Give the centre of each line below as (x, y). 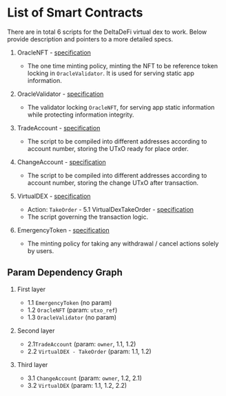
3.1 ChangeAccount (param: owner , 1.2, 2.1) (85, 378)
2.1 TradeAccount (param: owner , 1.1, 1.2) (82, 344)
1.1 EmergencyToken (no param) (70, 302)
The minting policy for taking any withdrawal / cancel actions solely (123, 244)
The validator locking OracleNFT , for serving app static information (121, 107)
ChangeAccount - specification (61, 162)
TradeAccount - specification (59, 128)
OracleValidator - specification (60, 94)
